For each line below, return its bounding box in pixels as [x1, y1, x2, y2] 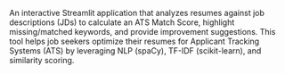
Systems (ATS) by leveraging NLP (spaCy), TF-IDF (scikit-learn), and [9, 45, 262, 56]
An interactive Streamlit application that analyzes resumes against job [9, 8, 265, 18]
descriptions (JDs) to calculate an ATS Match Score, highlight [9, 17, 235, 28]
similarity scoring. [9, 55, 75, 65]
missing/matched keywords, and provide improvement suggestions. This [9, 27, 276, 37]
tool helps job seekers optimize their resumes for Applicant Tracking [9, 36, 260, 46]
